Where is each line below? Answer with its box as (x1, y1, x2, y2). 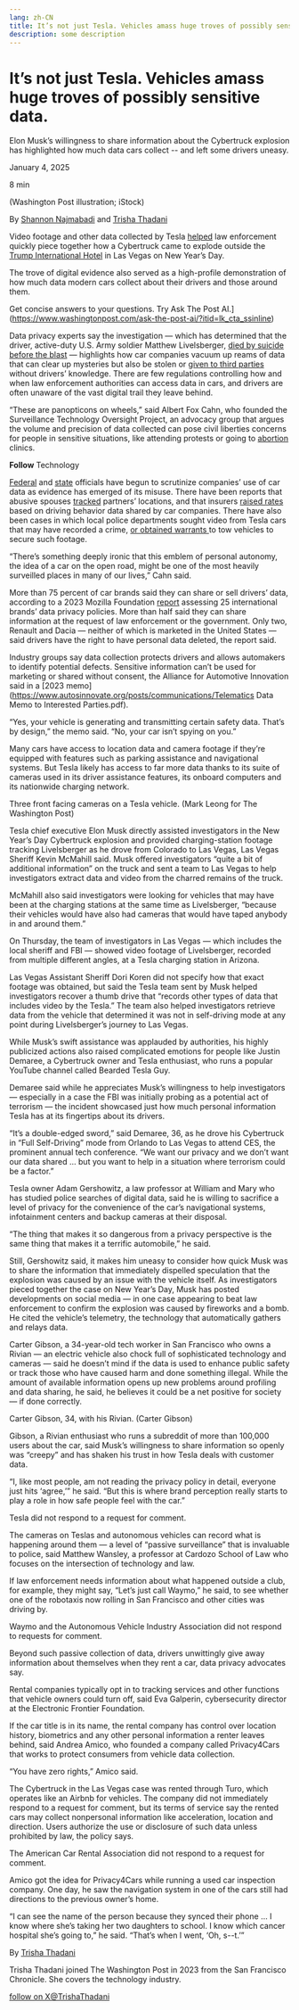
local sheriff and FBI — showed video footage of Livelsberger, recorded (9, 945, 271, 956)
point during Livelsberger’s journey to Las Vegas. (9, 1019, 189, 1030)
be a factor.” (9, 1166, 54, 1177)
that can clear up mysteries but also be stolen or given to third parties (9, 358, 264, 370)
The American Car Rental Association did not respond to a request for (9, 1848, 265, 1859)
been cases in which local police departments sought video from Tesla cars (9, 515, 287, 526)
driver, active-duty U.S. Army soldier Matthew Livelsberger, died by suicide (9, 340, 285, 350)
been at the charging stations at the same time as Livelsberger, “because (9, 900, 278, 910)
